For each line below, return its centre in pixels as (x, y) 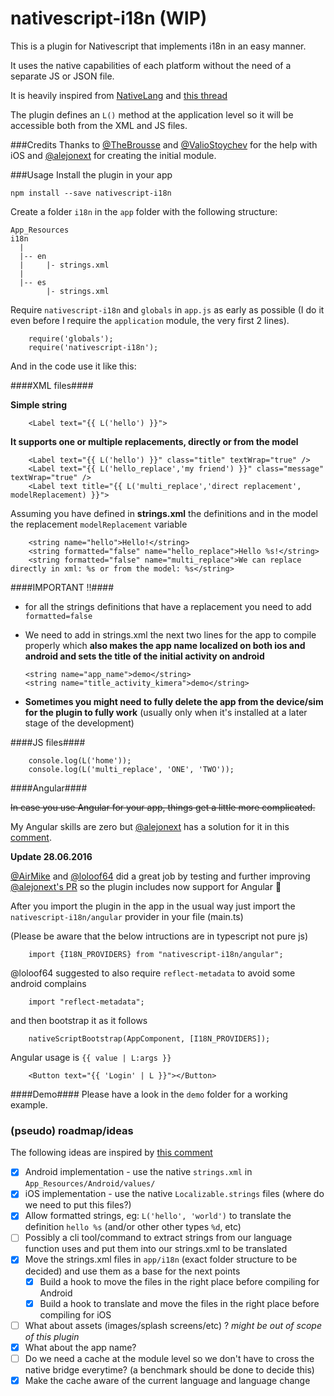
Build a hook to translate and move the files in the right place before (179, 1303)
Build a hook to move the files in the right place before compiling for (179, 1281)
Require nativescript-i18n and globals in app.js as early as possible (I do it (167, 309)
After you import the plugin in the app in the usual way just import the (153, 906)
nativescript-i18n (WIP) (109, 18)
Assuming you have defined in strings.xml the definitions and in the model (164, 513)
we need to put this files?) (78, 1205)
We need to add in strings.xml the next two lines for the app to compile (170, 634)
